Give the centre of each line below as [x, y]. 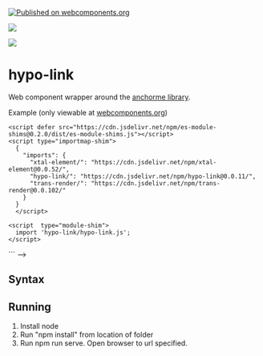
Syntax [26, 279]
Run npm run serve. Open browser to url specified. [104, 343]
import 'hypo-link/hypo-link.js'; [73, 233]
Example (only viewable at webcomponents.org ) [88, 112]
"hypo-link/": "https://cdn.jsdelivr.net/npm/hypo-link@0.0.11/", [143, 176]
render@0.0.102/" [37, 190]
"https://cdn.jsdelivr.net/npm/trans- [156, 183]
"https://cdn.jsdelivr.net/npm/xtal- [154, 162]
